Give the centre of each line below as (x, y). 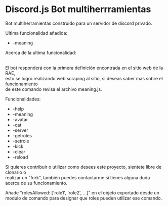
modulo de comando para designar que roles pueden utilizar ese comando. (84, 198)
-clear (19, 151)
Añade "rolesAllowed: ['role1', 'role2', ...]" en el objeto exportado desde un (82, 192)
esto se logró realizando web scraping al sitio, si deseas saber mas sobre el (84, 78)
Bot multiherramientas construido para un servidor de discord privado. (79, 23)
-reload (20, 157)
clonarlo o (16, 172)
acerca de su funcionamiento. (36, 183)
